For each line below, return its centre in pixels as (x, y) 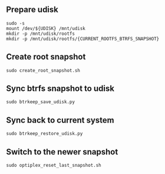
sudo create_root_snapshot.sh (43, 70)
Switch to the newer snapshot (62, 152)
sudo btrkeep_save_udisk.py (41, 102)
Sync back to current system (60, 120)
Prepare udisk (32, 10)
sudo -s (16, 23)
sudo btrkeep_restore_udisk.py (44, 134)
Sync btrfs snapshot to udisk (60, 89)
